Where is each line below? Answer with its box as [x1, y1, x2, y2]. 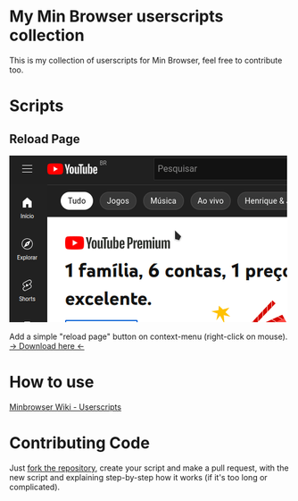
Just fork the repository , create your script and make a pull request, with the [9, 463, 289, 473]
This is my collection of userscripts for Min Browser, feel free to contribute [9, 55, 283, 65]
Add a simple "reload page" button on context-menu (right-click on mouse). [9, 331, 288, 342]
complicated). [9, 481, 61, 492]
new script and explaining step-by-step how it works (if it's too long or [9, 471, 268, 482]
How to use [9, 372, 95, 393]
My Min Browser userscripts [9, 6, 224, 27]
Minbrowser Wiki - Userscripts [9, 401, 122, 412]
